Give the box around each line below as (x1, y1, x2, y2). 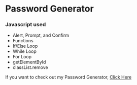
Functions (12, 38, 34, 44)
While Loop (12, 48, 37, 54)
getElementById (12, 59, 46, 65)
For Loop (12, 54, 32, 60)
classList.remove (12, 64, 48, 70)
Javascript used (5, 21, 46, 28)
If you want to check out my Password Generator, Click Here (5, 74, 132, 80)
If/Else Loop (12, 43, 38, 49)
